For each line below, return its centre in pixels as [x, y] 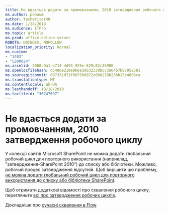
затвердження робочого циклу [74, 140]
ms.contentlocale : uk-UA [31, 84]
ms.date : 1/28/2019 [26, 24]
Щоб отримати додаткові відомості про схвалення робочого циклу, [78, 190]
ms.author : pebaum [24, 15]
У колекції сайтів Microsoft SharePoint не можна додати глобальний [78, 154]
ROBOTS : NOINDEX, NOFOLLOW [33, 43]
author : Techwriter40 [28, 19]
